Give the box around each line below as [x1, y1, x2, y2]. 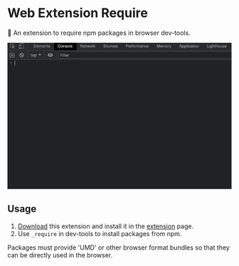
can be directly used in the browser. [7, 250, 112, 259]
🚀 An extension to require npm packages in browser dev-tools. [7, 28, 191, 37]
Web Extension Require [7, 5, 148, 21]
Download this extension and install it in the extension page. [17, 222, 194, 230]
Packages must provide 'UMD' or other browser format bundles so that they [7, 243, 230, 252]
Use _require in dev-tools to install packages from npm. [17, 229, 182, 238]
